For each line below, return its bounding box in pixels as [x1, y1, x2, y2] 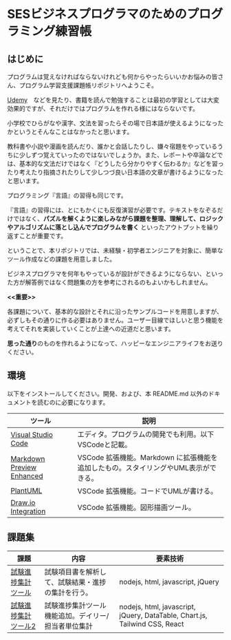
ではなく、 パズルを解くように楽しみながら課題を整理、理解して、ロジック [12, 215, 223, 222]
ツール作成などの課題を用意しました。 [7, 255, 115, 263]
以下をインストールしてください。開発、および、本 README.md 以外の [7, 390, 208, 398]
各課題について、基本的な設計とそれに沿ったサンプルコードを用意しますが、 [7, 308, 223, 315]
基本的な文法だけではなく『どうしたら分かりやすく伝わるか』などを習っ [19, 160, 224, 167]
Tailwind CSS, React [119, 619, 184, 628]
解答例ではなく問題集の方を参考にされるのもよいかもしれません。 [25, 278, 212, 286]
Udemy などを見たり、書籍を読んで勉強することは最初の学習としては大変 [7, 96, 220, 104]
